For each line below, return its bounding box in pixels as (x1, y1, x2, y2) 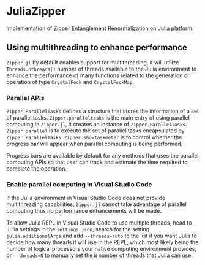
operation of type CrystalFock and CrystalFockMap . (6, 78, 135, 85)
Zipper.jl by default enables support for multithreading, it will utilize (6, 58, 179, 66)
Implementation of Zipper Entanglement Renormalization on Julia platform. (6, 25, 194, 32)
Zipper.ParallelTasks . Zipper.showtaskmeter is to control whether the (6, 134, 182, 141)
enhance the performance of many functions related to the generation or (6, 72, 190, 79)
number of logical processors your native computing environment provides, (6, 245, 197, 253)
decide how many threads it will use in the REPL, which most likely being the (6, 239, 199, 246)
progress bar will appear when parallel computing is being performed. (6, 140, 183, 148)
